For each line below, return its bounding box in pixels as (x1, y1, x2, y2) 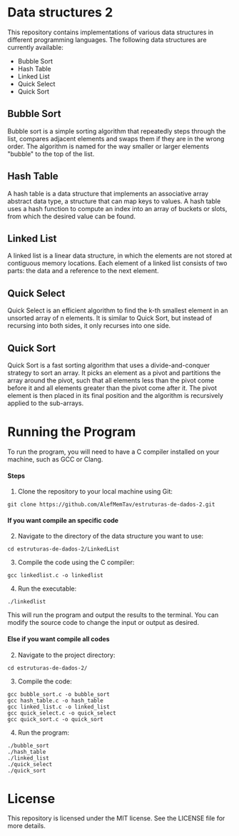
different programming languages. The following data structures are (7, 35, 207, 44)
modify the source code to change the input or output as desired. (7, 618, 200, 627)
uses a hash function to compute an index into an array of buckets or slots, (7, 204, 228, 213)
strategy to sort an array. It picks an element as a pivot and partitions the (7, 369, 221, 377)
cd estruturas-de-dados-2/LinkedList (7, 546, 120, 553)
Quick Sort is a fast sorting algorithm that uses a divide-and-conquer (7, 361, 210, 369)
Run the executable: (17, 584, 77, 593)
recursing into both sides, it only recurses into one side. (7, 322, 171, 330)
